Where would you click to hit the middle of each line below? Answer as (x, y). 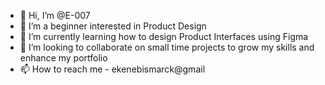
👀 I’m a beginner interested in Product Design (113, 26)
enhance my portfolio (63, 58)
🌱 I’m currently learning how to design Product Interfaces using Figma (164, 36)
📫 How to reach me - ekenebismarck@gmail (112, 69)
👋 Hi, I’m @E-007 (55, 15)
